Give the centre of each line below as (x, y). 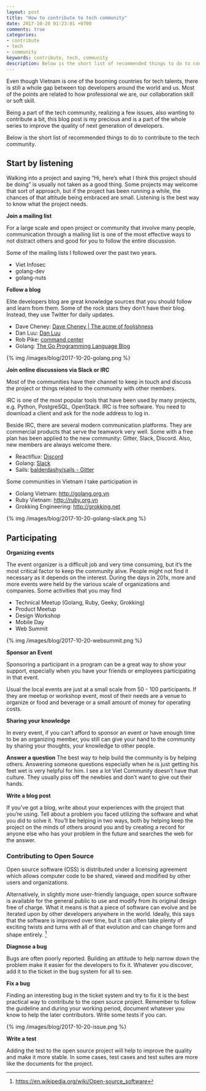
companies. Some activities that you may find (64, 591)
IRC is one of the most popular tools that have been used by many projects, (101, 401)
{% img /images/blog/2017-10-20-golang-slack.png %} (76, 518)
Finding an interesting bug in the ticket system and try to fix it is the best (97, 995)
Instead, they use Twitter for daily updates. (60, 315)
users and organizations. (38, 883)
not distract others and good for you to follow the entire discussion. (91, 241)
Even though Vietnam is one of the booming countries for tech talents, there (102, 81)
